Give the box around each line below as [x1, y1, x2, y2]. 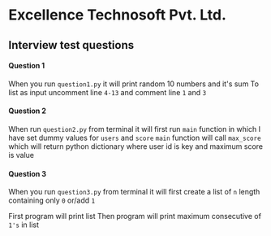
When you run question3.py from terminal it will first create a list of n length [8, 187, 260, 197]
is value [8, 150, 35, 160]
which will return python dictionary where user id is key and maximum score [8, 141, 264, 151]
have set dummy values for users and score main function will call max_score [8, 133, 261, 142]
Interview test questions [8, 38, 135, 52]
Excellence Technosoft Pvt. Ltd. [8, 6, 227, 24]
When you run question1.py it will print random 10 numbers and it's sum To [8, 79, 260, 89]
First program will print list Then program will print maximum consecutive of [8, 212, 262, 221]
